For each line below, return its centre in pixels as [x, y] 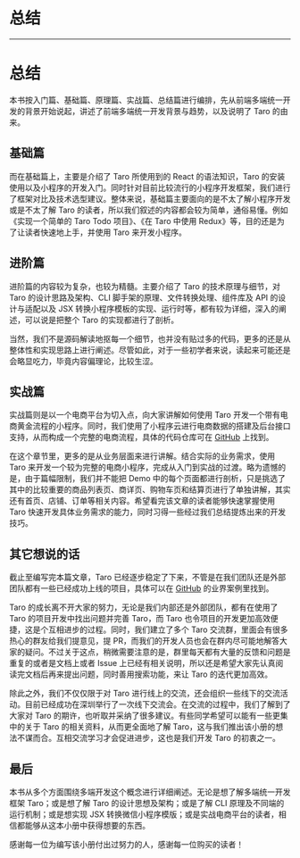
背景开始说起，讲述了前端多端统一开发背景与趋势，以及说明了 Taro [147, 111]
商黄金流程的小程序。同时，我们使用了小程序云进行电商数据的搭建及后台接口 [150, 426]
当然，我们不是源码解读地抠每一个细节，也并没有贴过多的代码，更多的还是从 [150, 338]
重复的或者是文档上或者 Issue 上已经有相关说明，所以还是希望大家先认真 [142, 663]
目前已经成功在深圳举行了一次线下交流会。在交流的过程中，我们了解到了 [158, 704]
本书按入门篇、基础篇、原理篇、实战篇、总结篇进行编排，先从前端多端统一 [146, 100]
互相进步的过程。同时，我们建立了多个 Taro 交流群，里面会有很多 [168, 629]
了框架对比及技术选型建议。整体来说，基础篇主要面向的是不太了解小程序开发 [150, 198]
